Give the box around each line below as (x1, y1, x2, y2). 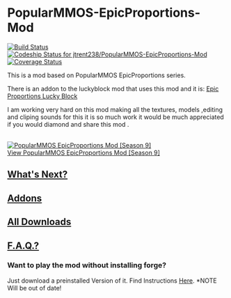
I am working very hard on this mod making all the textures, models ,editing (7, 105, 223, 113)
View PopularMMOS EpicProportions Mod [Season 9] (7, 148, 160, 157)
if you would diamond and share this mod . (7, 120, 129, 128)
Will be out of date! (7, 283, 62, 292)
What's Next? (7, 168, 68, 180)
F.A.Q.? (7, 240, 40, 251)
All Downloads (7, 216, 72, 228)
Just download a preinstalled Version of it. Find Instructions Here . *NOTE (7, 276, 217, 285)
